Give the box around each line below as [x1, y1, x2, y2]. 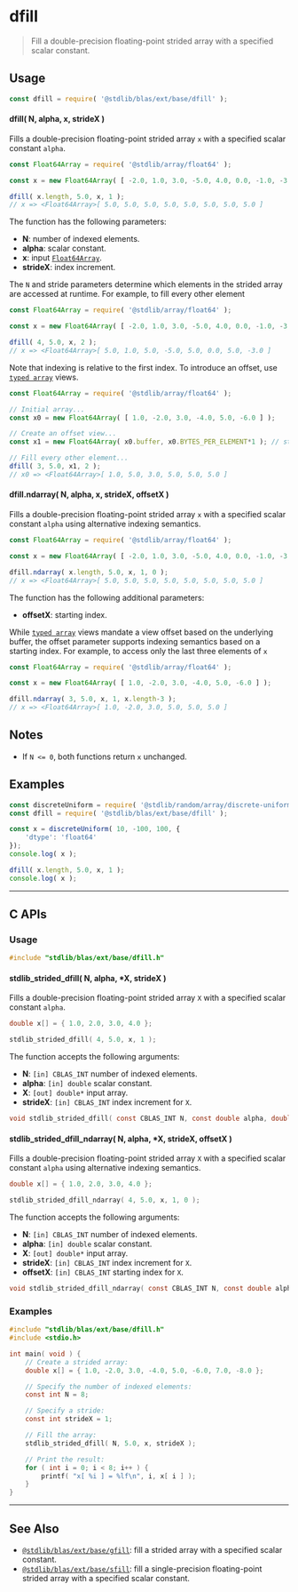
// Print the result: [25, 1455, 105, 1464]
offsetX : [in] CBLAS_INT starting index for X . [21, 1267, 184, 1277]
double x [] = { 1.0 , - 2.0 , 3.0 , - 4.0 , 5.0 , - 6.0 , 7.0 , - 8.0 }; [25, 1366, 264, 1375]
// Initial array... [9, 404, 86, 414]
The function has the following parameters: [9, 216, 167, 228]
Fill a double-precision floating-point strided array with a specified [30, 36, 274, 46]
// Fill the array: [25, 1431, 98, 1440]
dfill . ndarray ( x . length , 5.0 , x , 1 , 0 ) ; [9, 567, 169, 577]
